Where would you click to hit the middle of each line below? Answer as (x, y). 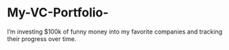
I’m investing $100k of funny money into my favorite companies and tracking (115, 32)
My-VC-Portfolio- (58, 13)
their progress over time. (42, 38)
